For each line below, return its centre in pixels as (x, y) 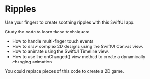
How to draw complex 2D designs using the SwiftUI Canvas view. (77, 46)
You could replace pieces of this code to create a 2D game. (65, 71)
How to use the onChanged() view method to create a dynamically (79, 56)
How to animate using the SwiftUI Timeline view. (60, 51)
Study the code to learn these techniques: (47, 32)
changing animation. (33, 62)
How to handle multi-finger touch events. (53, 41)
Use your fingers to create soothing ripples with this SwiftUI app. (70, 22)
